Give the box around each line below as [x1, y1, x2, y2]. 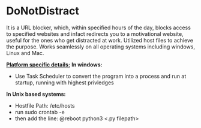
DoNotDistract [6, 4, 79, 18]
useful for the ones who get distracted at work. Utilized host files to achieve [6, 36, 194, 44]
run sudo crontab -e [14, 108, 65, 115]
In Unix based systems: [6, 90, 66, 97]
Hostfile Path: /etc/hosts [14, 102, 75, 109]
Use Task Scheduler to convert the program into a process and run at [14, 72, 187, 80]
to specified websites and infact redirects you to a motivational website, [6, 30, 184, 37]
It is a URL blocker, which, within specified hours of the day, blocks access [6, 24, 191, 31]
